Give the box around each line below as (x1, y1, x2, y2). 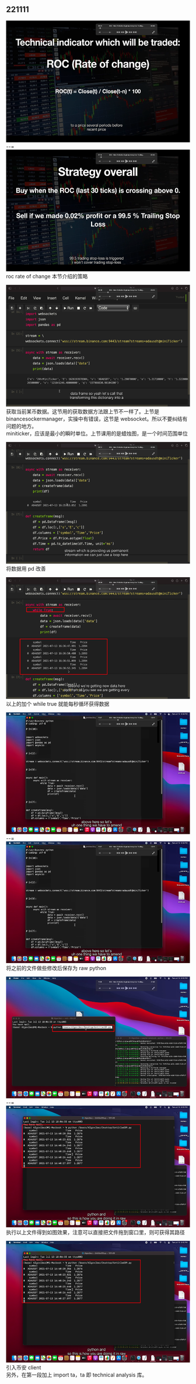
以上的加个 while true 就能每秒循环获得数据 (6, 700, 110, 707)
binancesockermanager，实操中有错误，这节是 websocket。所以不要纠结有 (6, 415, 188, 422)
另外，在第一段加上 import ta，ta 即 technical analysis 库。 (6, 1371, 148, 1378)
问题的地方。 (6, 422, 37, 429)
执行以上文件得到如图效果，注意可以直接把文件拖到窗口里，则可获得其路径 (6, 1228, 185, 1235)
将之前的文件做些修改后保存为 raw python (6, 964, 107, 971)
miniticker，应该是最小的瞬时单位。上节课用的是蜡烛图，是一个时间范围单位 (6, 430, 188, 437)
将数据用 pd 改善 (6, 565, 47, 572)
